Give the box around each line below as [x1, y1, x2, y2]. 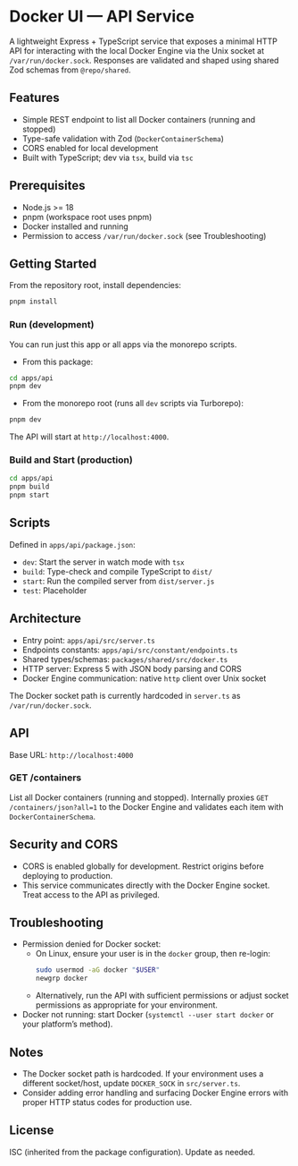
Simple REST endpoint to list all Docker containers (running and [21, 114, 256, 124]
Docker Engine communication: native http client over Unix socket [21, 673, 267, 684]
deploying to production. [21, 870, 113, 881]
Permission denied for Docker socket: [21, 939, 161, 949]
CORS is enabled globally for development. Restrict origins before [21, 861, 265, 872]
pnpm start [9, 490, 50, 500]
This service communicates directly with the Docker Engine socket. [21, 880, 270, 890]
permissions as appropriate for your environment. [35, 1000, 219, 1010]
